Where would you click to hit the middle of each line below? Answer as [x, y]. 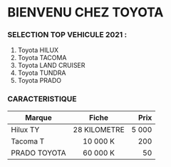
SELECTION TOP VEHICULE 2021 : [67, 35]
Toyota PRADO [40, 81]
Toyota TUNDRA [42, 73]
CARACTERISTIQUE [42, 99]
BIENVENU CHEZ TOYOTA [85, 12]
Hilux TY [25, 129]
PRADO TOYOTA [38, 153]
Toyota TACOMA [42, 58]
